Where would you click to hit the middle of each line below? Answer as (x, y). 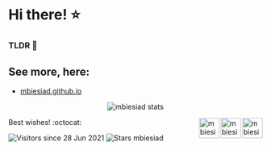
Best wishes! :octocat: (45, 122)
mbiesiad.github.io (51, 91)
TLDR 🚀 (23, 46)
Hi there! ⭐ (44, 15)
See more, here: (49, 71)
